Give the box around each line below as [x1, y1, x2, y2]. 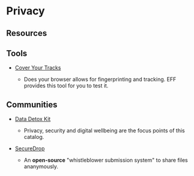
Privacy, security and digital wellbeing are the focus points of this [23, 127, 185, 134]
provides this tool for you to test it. [23, 82, 109, 89]
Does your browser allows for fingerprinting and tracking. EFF [23, 76, 177, 83]
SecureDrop [14, 145, 45, 152]
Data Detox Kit [14, 116, 51, 123]
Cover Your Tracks [14, 64, 61, 71]
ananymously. [23, 163, 59, 170]
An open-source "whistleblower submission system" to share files [23, 157, 188, 164]
